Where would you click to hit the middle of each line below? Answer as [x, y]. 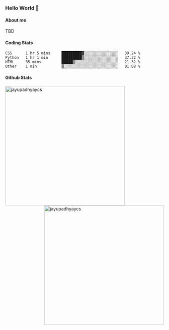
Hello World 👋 [22, 8]
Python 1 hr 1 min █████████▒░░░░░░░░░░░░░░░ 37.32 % [73, 58]
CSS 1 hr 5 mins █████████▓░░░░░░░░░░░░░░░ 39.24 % [73, 53]
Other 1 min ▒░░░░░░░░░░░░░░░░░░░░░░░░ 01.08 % [73, 67]
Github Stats [19, 77]
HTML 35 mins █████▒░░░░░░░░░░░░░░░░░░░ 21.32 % [73, 62]
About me [16, 20]
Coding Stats [19, 43]
